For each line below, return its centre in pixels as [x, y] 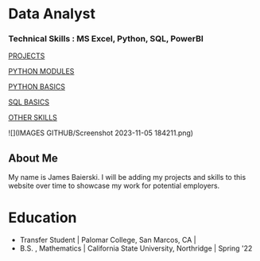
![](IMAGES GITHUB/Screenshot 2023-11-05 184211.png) [101, 133]
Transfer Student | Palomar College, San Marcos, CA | [108, 240]
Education [43, 218]
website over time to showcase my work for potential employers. [114, 186]
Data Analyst [52, 14]
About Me [33, 158]
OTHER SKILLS [33, 118]
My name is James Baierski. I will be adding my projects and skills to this [127, 177]
